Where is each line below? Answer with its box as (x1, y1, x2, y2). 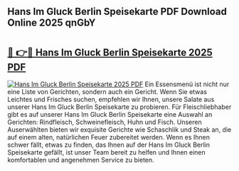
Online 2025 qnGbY (7, 17, 96, 29)
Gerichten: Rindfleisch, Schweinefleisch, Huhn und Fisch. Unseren (7, 118, 202, 126)
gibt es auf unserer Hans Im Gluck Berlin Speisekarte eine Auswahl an (7, 110, 213, 118)
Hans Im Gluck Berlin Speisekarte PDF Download (7, 6, 228, 18)
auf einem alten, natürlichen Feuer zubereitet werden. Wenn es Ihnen (7, 133, 210, 141)
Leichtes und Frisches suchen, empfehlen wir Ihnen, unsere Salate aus (7, 95, 215, 103)
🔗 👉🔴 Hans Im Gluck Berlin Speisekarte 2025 (7, 46, 213, 58)
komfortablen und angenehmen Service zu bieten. (7, 156, 154, 164)
